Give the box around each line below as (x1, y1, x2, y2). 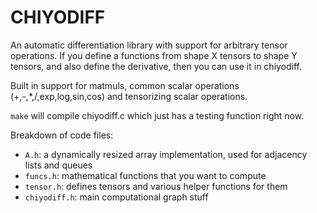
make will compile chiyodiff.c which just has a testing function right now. (10, 109, 305, 121)
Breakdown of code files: (10, 129, 114, 141)
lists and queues (24, 159, 93, 171)
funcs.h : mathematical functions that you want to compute (24, 169, 267, 181)
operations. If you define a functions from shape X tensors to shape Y (10, 49, 298, 61)
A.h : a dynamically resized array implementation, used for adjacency (24, 148, 308, 160)
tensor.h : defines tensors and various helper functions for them (24, 180, 288, 192)
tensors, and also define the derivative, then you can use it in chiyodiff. (10, 60, 303, 72)
